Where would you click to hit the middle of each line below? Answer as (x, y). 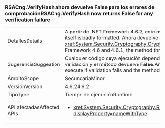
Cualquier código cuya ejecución (103, 58)
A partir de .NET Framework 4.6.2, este (110, 32)
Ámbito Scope (23, 79)
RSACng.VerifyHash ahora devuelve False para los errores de (80, 7)
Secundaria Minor (84, 79)
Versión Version (25, 87)
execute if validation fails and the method (112, 70)
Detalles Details (25, 41)
